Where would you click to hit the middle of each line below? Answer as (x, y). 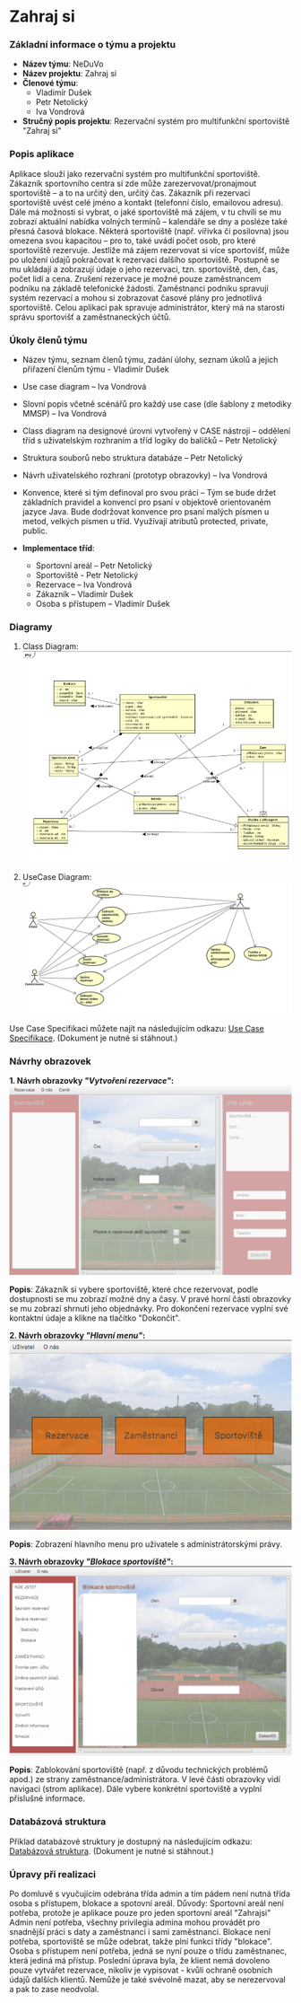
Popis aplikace (42, 154)
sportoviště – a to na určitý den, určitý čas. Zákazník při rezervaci (130, 193)
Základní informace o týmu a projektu (93, 45)
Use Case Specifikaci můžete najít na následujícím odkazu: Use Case (137, 1028)
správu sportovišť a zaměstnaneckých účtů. (90, 317)
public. (35, 531)
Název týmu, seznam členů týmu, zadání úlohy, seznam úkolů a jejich (150, 360)
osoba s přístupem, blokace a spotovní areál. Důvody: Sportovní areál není (147, 1903)
